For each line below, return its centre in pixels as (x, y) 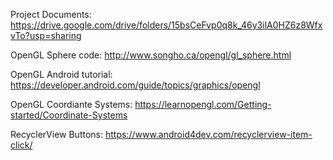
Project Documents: (51, 14)
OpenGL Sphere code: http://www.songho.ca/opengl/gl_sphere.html (151, 55)
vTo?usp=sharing (46, 35)
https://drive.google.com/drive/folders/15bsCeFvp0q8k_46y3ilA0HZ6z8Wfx (166, 25)
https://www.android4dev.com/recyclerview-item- (208, 134)
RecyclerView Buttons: (57, 134)
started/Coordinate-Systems (69, 115)
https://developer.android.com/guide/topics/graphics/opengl (135, 85)
